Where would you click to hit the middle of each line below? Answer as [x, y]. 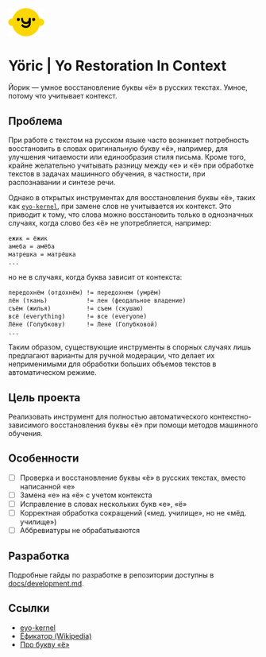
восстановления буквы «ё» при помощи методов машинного [154, 425]
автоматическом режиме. [52, 373]
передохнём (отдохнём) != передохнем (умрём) [85, 293]
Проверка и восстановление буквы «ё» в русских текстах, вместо [133, 477]
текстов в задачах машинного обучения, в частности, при [107, 174]
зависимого [29, 425]
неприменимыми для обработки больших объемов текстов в [112, 364]
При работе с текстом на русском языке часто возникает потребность [129, 140]
